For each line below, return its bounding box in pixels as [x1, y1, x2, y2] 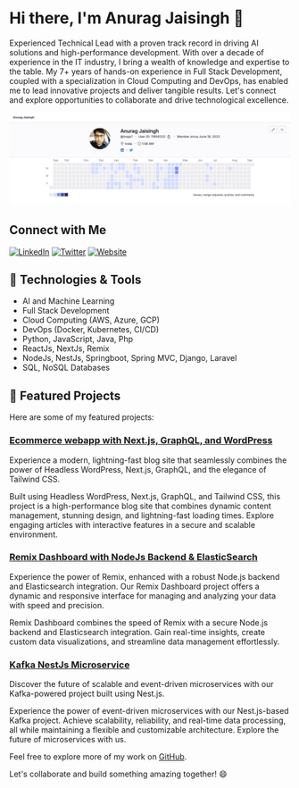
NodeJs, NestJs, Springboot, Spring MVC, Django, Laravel [21, 353, 237, 364]
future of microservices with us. [9, 734, 127, 745]
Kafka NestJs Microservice [9, 658, 130, 671]
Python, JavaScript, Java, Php [21, 334, 134, 345]
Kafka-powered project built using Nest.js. [9, 688, 165, 700]
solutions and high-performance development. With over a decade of [9, 46, 265, 57]
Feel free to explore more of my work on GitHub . [9, 751, 187, 762]
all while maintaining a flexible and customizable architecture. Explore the [9, 725, 279, 735]
